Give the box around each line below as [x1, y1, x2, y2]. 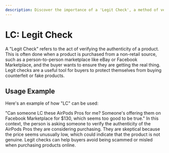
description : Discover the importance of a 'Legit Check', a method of [5, 7, 158, 13]
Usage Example [5, 87, 55, 96]
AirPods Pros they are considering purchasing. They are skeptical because [5, 126, 160, 132]
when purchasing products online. [5, 142, 76, 148]
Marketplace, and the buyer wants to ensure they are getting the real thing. [5, 61, 161, 68]
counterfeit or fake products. [5, 72, 65, 79]
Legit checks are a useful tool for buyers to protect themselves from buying [5, 67, 162, 73]
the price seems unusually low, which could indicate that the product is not [5, 131, 160, 137]
